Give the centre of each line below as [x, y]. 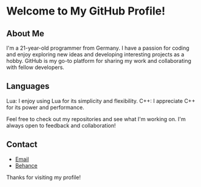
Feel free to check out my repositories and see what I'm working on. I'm [96, 119]
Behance [26, 165]
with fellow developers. [36, 67]
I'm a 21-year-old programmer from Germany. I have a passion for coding [98, 48]
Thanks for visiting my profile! [43, 177]
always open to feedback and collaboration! [61, 125]
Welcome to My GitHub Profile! [86, 11]
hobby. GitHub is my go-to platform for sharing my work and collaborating [99, 61]
